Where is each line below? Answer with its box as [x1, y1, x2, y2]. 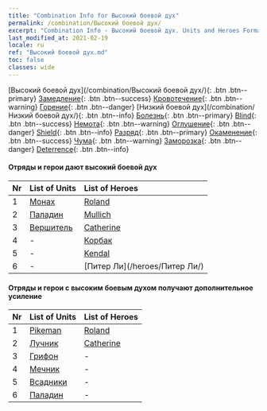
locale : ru [8, 41, 44, 49]
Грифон [29, 351, 59, 362]
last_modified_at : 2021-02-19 [8, 33, 109, 42]
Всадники [29, 377, 68, 388]
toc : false [8, 56, 44, 64]
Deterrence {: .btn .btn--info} [36, 144, 130, 153]
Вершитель [29, 222, 73, 233]
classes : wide [8, 64, 56, 72]
